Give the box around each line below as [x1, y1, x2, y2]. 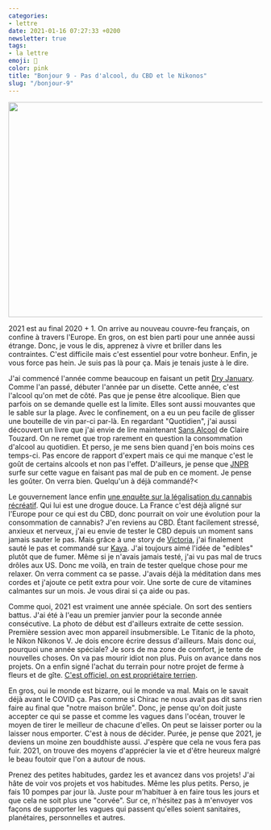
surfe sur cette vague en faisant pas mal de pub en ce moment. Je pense [8, 467, 252, 477]
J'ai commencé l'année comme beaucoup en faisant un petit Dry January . [8, 373, 255, 383]
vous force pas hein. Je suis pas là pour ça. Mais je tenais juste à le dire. [8, 358, 249, 367]
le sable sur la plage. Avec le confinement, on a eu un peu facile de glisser [8, 408, 256, 417]
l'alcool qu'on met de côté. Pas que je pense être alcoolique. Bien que [8, 390, 240, 400]
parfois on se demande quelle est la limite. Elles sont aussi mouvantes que [8, 399, 256, 409]
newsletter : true [8, 34, 67, 43]
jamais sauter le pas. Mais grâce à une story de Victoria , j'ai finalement [8, 534, 244, 544]
